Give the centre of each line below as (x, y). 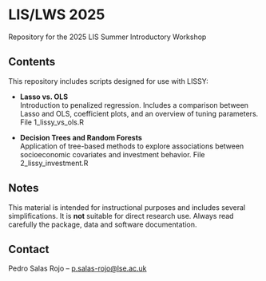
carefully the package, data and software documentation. (103, 224)
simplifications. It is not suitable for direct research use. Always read (121, 216)
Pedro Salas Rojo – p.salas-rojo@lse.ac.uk (77, 268)
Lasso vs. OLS (44, 97)
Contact (29, 249)
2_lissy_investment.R (54, 163)
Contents (32, 62)
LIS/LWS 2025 (57, 15)
